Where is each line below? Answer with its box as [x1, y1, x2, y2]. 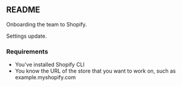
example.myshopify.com [14, 74, 76, 81]
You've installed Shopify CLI [14, 61, 85, 68]
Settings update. [6, 32, 47, 40]
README [6, 5, 40, 15]
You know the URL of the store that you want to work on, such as [14, 67, 176, 74]
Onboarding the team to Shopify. [6, 20, 87, 28]
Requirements [6, 47, 49, 56]
